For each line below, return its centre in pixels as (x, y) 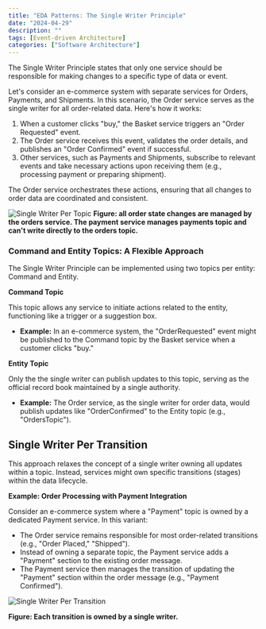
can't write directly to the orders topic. (73, 230)
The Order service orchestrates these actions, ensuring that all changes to (130, 190)
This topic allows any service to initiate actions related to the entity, (118, 307)
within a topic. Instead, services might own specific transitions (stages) (125, 473)
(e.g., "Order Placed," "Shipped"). (75, 544)
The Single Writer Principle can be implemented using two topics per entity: (132, 268)
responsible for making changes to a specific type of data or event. (118, 76)
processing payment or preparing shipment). (93, 175)
